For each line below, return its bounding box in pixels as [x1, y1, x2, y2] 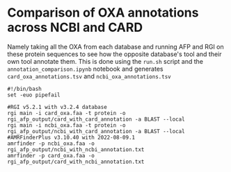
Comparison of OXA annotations [7, 5, 199, 21]
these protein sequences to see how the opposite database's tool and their [7, 50, 222, 58]
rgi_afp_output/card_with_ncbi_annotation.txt [7, 158, 145, 165]
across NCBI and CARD [7, 19, 143, 35]
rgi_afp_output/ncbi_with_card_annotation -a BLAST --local [7, 128, 186, 135]
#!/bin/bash [7, 85, 42, 92]
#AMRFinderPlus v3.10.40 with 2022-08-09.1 [7, 134, 136, 141]
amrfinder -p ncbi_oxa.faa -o [7, 140, 95, 147]
